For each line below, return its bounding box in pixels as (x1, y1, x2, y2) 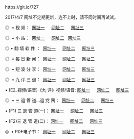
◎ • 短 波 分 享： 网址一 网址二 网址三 (5, 66, 95, 72)
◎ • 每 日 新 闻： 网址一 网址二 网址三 (5, 56, 95, 62)
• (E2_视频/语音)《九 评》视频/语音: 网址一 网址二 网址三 (5, 87, 130, 93)
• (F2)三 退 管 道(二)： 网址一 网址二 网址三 (5, 118, 103, 124)
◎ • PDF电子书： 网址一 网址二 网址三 (5, 129, 95, 134)
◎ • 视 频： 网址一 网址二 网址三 (5, 24, 84, 30)
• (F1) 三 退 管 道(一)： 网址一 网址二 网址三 (5, 108, 103, 114)
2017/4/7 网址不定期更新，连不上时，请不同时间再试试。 (5, 14, 118, 20)
